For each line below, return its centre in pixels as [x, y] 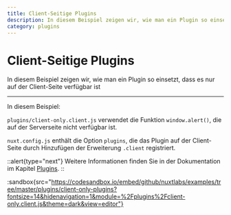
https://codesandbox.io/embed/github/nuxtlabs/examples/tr [136, 182]
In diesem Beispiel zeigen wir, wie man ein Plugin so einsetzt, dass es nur [111, 79]
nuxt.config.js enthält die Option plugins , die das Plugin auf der [99, 141]
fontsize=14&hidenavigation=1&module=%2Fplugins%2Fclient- [96, 196]
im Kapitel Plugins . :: [36, 169]
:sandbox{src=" [29, 182]
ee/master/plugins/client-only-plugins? [62, 190]
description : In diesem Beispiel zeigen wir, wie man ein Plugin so [107, 20]
